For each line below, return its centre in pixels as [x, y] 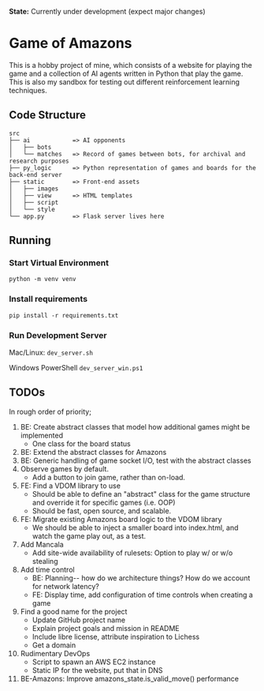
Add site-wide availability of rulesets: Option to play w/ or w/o [132, 553]
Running [30, 240]
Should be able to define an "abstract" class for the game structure [141, 494]
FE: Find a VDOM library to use [71, 486]
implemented [42, 435]
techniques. [28, 90]
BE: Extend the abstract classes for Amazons [93, 452]
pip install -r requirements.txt [64, 315]
